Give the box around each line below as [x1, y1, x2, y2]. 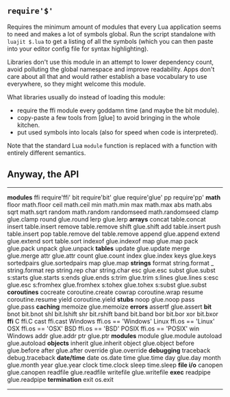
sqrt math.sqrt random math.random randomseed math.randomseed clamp [7, 208, 219, 216]
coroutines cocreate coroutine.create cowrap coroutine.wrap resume [7, 288, 203, 296]
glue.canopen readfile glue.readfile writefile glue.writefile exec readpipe [7, 368, 211, 376]
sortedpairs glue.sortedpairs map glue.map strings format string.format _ [7, 258, 214, 267]
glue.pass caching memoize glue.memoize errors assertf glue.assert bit [7, 302, 212, 311]
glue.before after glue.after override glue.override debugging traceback [7, 346, 211, 354]
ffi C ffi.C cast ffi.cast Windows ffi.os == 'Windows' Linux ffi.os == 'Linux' [7, 317, 215, 325]
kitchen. [16, 121, 40, 129]
